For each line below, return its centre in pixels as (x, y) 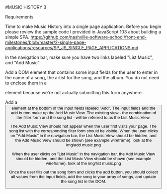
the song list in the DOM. (83, 181)
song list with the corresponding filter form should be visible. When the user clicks (83, 131)
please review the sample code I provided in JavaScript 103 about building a (83, 32)
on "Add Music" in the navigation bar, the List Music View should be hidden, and (83, 136)
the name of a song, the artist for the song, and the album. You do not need (82, 78)
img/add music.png (83, 145)
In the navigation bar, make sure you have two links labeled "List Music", (79, 57)
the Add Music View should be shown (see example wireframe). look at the (83, 140)
